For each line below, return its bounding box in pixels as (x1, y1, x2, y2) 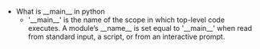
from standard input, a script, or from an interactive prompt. (27, 32, 225, 41)
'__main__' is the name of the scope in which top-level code (27, 15, 225, 24)
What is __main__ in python (15, 7, 106, 16)
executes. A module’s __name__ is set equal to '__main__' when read (27, 24, 253, 32)
